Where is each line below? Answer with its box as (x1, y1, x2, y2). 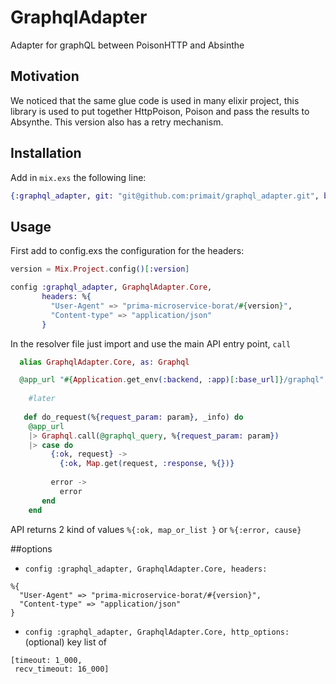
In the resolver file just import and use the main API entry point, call (10, 337, 292, 350)
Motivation (10, 68, 80, 85)
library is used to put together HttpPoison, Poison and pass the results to (10, 105, 310, 117)
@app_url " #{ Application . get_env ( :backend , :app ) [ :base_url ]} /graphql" (19, 375, 325, 385)
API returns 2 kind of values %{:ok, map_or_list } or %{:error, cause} (10, 523, 302, 535)
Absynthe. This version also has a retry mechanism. (10, 116, 224, 128)
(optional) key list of (24, 636, 107, 648)
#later (28, 394, 56, 404)
